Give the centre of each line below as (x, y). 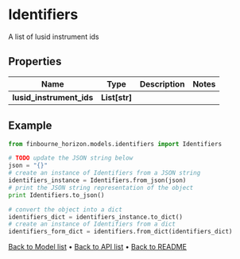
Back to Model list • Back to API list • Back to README (97, 247)
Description (162, 83)
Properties (35, 62)
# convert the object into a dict (66, 209)
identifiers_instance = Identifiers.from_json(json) (97, 180)
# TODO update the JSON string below (71, 158)
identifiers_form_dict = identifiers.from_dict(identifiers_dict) (120, 232)
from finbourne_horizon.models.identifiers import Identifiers (115, 144)
